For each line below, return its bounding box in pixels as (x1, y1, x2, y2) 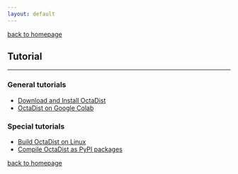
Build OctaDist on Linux (17, 138, 86, 146)
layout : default (7, 10, 55, 18)
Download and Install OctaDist (17, 96, 106, 104)
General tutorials (7, 80, 67, 89)
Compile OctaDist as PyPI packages (17, 145, 123, 153)
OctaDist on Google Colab (17, 104, 94, 112)
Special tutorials (7, 121, 65, 131)
